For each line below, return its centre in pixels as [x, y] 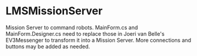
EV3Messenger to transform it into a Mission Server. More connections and [99, 40]
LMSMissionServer [54, 11]
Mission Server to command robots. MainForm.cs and [72, 27]
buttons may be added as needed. [48, 46]
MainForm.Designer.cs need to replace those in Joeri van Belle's [85, 33]
